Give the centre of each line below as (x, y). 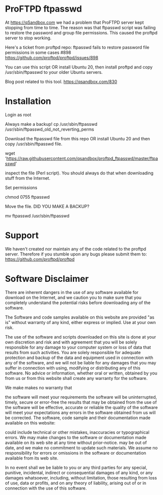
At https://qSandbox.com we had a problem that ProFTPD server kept (74, 22)
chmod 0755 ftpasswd (27, 197)
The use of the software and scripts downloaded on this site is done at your (81, 337)
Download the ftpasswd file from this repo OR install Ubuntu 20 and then (78, 138)
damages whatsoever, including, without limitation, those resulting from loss (81, 478)
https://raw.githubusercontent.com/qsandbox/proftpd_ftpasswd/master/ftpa (82, 158)
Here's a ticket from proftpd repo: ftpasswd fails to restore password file (77, 47)
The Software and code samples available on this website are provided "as (80, 317)
